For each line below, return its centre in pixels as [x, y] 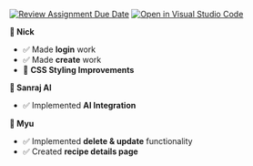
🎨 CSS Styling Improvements [78, 70]
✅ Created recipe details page [80, 151]
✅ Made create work [62, 60]
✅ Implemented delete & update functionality [107, 141]
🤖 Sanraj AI [30, 88]
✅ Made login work [59, 49]
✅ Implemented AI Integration [79, 105]
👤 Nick [22, 31]
